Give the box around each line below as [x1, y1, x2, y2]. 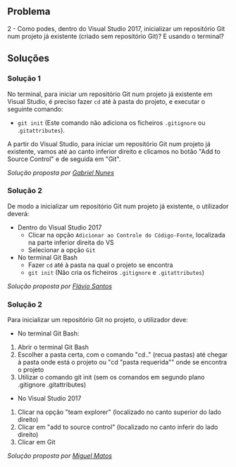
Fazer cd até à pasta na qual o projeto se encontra [27, 261, 174, 269]
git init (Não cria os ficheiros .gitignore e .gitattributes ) [27, 268, 205, 276]
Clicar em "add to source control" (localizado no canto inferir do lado [17, 423, 218, 432]
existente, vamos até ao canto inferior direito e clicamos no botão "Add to [7, 147, 221, 155]
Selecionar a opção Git [27, 245, 96, 254]
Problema [7, 6, 51, 18]
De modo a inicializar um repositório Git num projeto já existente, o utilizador [7, 201, 229, 211]
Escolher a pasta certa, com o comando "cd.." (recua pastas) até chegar [17, 350, 228, 359]
